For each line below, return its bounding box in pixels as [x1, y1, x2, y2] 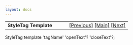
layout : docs [5, 7, 32, 12]
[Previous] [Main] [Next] [68, 22, 126, 29]
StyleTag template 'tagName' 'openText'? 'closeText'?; [5, 34, 115, 40]
